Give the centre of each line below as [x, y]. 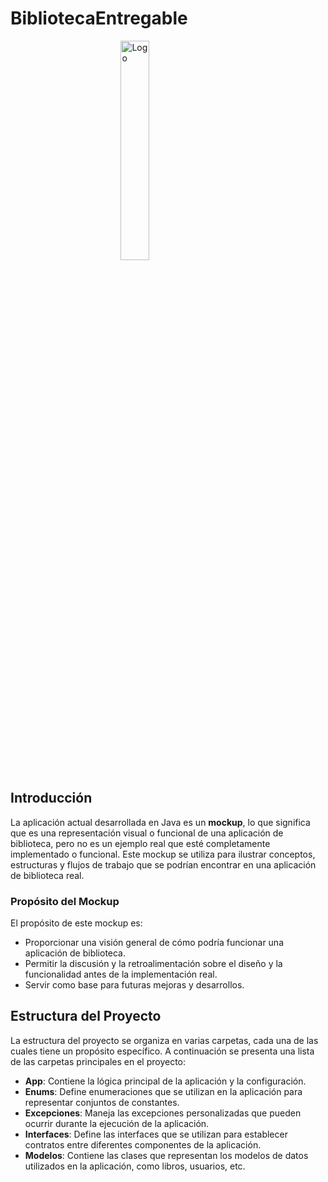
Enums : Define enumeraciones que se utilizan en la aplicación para [163, 1091]
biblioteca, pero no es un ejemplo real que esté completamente [140, 843]
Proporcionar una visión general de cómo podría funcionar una [154, 943]
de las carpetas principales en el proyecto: [98, 1061]
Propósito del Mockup [65, 901]
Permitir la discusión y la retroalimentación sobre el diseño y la [153, 964]
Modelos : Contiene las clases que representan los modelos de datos [166, 1155]
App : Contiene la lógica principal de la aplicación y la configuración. [165, 1081]
